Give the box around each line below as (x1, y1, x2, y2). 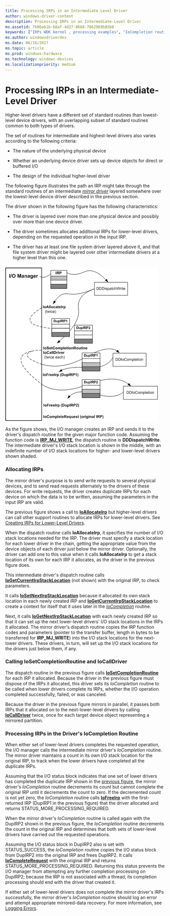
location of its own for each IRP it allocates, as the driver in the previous (5, 557, 155, 563)
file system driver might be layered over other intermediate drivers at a (12, 249, 160, 255)
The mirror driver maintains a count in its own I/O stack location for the (5, 752, 153, 758)
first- (139, 795, 150, 801)
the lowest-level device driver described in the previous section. (5, 194, 139, 200)
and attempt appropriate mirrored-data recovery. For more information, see (5, 900, 162, 906)
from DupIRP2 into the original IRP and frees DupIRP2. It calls (5, 852, 133, 859)
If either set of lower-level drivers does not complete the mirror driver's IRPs (5, 889, 164, 895)
